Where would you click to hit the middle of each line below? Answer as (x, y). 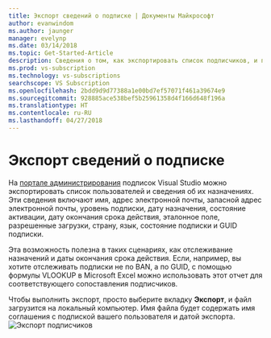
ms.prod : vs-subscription (52, 68)
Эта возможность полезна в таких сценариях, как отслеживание (121, 249)
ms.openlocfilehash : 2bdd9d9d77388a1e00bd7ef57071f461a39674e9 (117, 91)
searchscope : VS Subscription (59, 83)
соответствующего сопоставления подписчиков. (93, 283)
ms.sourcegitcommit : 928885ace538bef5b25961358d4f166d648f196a (117, 98)
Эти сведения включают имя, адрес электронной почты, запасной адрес (135, 200)
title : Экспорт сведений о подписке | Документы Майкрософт (112, 16)
